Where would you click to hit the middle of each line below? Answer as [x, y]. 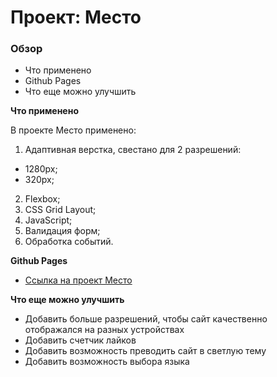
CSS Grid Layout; [60, 210]
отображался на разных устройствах [104, 330]
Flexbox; [42, 199]
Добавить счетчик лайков [80, 340]
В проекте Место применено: [73, 130]
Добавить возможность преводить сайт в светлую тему [145, 351]
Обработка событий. [69, 242]
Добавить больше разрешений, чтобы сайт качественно [146, 319]
